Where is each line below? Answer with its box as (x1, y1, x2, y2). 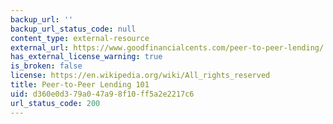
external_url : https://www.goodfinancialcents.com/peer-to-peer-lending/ (10, 42, 325, 53)
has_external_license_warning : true (10, 52, 163, 62)
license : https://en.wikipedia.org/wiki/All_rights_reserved (10, 71, 271, 81)
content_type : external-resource (10, 33, 150, 43)
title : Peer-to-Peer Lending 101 (10, 80, 150, 90)
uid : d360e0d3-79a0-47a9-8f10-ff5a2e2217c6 (10, 89, 195, 99)
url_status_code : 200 (10, 98, 101, 108)
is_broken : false (10, 61, 83, 71)
